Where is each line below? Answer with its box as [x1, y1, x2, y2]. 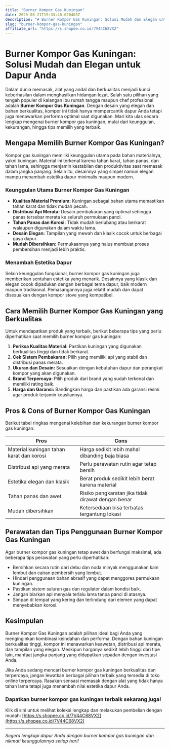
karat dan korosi [8, 452, 47, 459]
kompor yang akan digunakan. [12, 370, 76, 377]
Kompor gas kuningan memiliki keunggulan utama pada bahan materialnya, [5, 152, 162, 158]
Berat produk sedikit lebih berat [79, 475, 154, 482]
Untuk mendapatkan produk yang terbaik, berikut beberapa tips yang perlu [5, 328, 162, 334]
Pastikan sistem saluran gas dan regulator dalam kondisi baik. [12, 586, 142, 592]
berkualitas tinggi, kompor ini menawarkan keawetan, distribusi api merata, [5, 641, 162, 647]
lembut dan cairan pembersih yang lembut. [12, 570, 103, 576]
